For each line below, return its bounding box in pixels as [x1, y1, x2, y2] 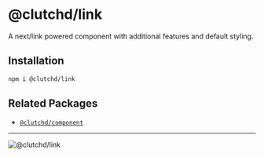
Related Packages [8, 97, 98, 111]
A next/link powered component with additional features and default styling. [8, 31, 254, 41]
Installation [8, 54, 64, 68]
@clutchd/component [19, 119, 84, 127]
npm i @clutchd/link [8, 75, 76, 83]
